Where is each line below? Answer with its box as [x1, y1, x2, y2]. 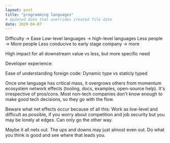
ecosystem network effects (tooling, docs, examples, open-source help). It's [5, 86, 165, 92]
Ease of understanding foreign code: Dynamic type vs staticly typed [5, 70, 148, 77]
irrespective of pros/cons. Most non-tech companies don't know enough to [5, 91, 163, 97]
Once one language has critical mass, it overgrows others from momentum [5, 80, 161, 86]
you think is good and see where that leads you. [5, 132, 106, 138]
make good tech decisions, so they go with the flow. [5, 96, 114, 102]
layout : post [5, 7, 33, 13]
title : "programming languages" [5, 12, 74, 17]
